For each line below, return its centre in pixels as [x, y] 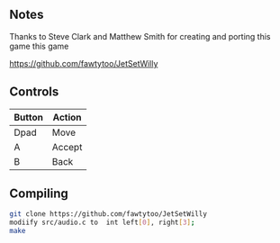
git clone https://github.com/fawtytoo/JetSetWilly [108, 214]
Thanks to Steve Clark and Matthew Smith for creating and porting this [140, 36]
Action [68, 117]
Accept [67, 147]
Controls [34, 92]
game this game [39, 46]
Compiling [39, 194]
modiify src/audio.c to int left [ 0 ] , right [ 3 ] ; [102, 223]
